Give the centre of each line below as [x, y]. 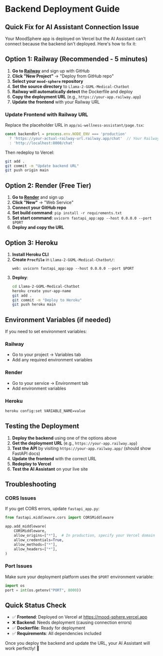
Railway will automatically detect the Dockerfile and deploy [72, 92]
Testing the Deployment [42, 426]
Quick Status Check [36, 605]
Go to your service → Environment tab [50, 383]
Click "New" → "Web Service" [43, 203]
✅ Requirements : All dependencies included [57, 634]
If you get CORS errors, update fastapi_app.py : [52, 509]
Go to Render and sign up [38, 197]
